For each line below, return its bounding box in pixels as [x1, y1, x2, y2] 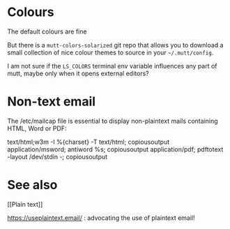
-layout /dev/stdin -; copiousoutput [7, 152, 108, 161]
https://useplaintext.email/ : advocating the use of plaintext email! [7, 214, 195, 222]
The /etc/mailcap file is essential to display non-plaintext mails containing [7, 117, 218, 125]
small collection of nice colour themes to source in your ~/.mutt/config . [7, 48, 214, 57]
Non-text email [7, 94, 96, 110]
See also [7, 177, 58, 193]
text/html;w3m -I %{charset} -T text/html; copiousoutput [7, 138, 170, 146]
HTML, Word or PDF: [7, 124, 67, 133]
